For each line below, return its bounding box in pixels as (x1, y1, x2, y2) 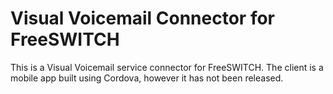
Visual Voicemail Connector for (10, 7, 276, 30)
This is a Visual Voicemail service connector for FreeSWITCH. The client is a (10, 61, 324, 73)
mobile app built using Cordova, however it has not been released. (10, 72, 284, 84)
